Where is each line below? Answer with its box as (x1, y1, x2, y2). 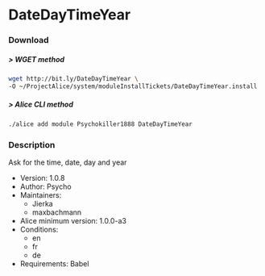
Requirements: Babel (19, 258, 89, 268)
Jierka (31, 199, 54, 208)
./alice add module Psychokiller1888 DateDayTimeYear (8, 119, 193, 128)
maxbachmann (31, 207, 82, 217)
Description (8, 139, 56, 150)
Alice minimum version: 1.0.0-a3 (19, 215, 127, 225)
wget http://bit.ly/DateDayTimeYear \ (8, 75, 139, 83)
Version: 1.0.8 (19, 173, 65, 182)
